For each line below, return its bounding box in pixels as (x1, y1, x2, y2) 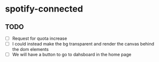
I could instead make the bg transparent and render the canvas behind (12, 41, 155, 47)
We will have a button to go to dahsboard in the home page (12, 52, 132, 58)
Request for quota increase (12, 35, 68, 41)
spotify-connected (5, 3, 83, 15)
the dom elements (12, 46, 49, 52)
